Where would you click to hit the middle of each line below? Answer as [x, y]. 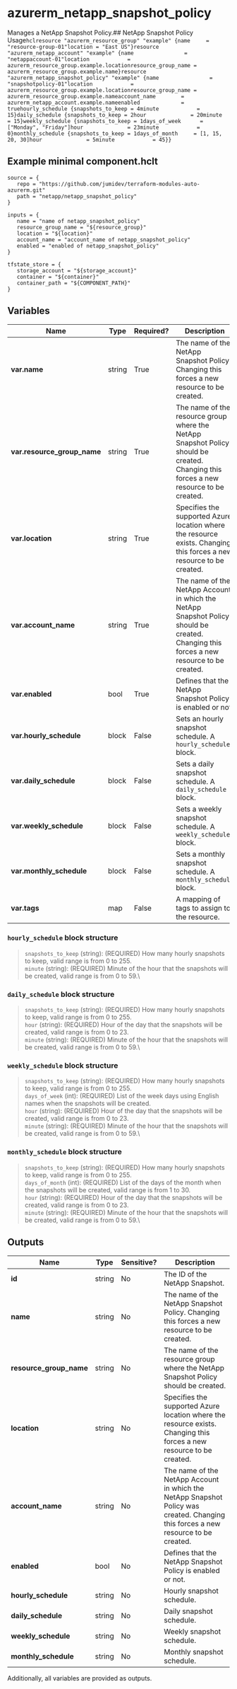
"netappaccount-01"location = [69, 59]
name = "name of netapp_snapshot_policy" [78, 221]
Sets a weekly [199, 809]
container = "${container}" [58, 277]
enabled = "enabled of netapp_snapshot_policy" [88, 246]
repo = [26, 184]
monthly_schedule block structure [65, 1152]
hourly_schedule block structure [63, 938]
